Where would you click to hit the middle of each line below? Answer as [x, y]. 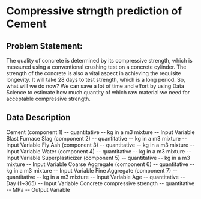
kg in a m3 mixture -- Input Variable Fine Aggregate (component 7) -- [92, 170]
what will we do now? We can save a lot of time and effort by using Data [95, 86]
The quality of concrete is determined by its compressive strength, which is [100, 60]
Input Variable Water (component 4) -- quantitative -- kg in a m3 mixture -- [99, 151]
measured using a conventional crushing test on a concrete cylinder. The [96, 67]
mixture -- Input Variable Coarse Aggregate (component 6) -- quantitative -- [100, 164]
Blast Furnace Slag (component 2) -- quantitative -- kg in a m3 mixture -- [97, 138]
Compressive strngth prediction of [94, 11]
